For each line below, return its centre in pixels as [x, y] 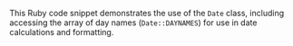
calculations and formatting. [62, 32]
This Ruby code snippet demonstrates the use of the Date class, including [146, 13]
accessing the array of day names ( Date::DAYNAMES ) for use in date [133, 23]
